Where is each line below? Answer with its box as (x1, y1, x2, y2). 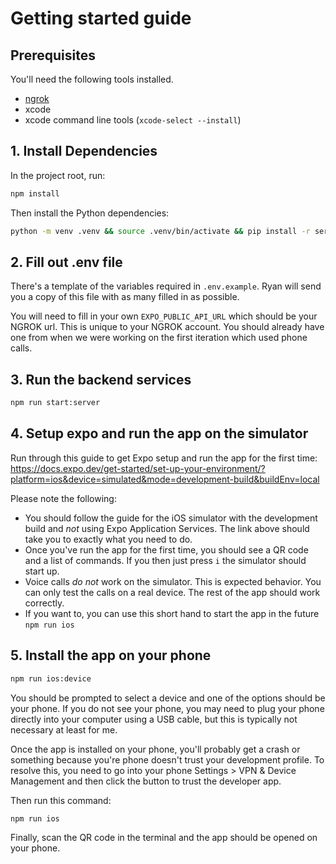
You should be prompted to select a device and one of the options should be (10, 692, 326, 704)
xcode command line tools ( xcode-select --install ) (24, 114, 242, 126)
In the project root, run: (10, 169, 106, 181)
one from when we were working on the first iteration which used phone (10, 332, 308, 344)
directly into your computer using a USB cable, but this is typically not (10, 713, 298, 725)
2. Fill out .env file (10, 253, 123, 271)
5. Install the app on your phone (10, 647, 212, 664)
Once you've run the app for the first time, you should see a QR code (24, 543, 309, 556)
